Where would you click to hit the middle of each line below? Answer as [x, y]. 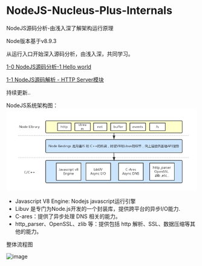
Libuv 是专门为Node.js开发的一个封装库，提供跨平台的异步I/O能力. [97, 209]
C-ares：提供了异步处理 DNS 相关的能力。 [68, 216]
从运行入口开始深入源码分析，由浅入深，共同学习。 [70, 54]
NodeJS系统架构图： [32, 105]
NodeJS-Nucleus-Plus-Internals [89, 11]
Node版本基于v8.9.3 [31, 41]
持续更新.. [19, 92]
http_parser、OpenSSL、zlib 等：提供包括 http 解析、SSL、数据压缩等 [103, 224]
